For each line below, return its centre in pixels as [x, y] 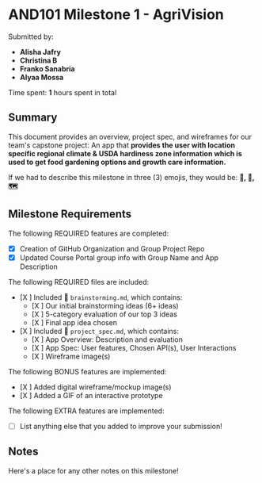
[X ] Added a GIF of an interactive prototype [91, 395]
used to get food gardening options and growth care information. [117, 162]
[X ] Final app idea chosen [74, 322]
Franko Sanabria [47, 68]
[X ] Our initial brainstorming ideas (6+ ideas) [105, 305]
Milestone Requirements [70, 215]
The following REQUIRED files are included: [79, 282]
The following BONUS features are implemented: [87, 371]
